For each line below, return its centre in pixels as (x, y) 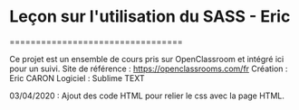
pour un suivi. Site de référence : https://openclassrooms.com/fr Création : (149, 69)
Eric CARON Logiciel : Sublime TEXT (77, 78)
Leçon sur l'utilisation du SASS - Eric (150, 17)
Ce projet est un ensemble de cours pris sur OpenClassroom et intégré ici (147, 59)
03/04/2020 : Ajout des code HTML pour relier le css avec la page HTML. (147, 96)
